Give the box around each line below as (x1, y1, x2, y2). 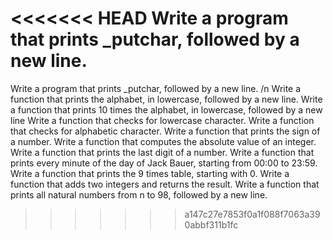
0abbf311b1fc (184, 218, 239, 231)
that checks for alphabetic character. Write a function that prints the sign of (10, 125, 321, 137)
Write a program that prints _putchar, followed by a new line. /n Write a (10, 82, 302, 94)
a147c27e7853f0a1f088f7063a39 (184, 208, 321, 220)
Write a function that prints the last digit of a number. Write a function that (10, 146, 315, 158)
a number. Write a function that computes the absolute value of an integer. (10, 135, 317, 147)
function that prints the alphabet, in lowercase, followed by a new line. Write (10, 93, 323, 105)
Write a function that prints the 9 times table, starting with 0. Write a (10, 167, 290, 179)
